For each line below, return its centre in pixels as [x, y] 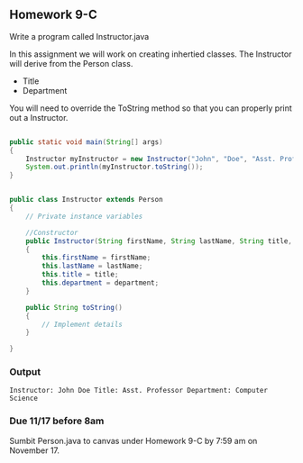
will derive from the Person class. [71, 63]
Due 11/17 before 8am [57, 421]
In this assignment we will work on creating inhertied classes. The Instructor [151, 54]
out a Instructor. [39, 117]
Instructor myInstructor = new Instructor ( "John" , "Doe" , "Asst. [151, 159]
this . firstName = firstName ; [96, 258]
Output [25, 372]
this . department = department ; [101, 283]
